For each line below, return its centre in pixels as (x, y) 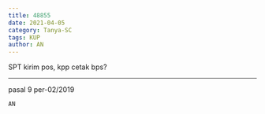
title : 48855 (30, 15)
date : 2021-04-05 (37, 23)
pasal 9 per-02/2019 (41, 90)
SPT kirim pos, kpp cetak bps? (58, 67)
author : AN (26, 45)
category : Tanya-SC (40, 30)
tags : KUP (24, 37)
